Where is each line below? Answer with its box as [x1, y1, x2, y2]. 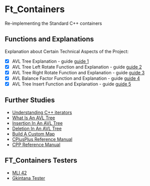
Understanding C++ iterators [12, 109, 72, 115]
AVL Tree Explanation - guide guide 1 [12, 58, 89, 64]
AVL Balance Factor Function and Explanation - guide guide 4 [12, 75, 140, 81]
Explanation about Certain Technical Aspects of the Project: [5, 48, 129, 54]
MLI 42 [12, 169, 27, 175]
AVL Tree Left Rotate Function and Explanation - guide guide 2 [12, 64, 142, 70]
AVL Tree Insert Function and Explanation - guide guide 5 [12, 81, 131, 87]
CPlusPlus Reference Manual [12, 136, 73, 142]
